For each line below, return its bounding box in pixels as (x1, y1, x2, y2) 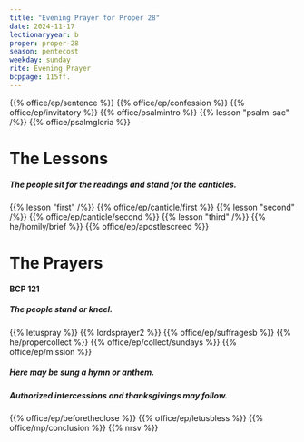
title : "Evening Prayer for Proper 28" (9, 13, 161, 23)
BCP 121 (9, 283, 40, 294)
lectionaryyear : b (9, 30, 79, 39)
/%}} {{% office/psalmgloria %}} (9, 116, 132, 127)
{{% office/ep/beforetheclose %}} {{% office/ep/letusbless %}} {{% (9, 413, 264, 423)
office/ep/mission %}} (9, 346, 93, 357)
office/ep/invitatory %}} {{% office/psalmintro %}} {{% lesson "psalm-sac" (9, 106, 290, 118)
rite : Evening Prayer (9, 64, 92, 74)
